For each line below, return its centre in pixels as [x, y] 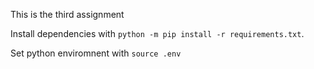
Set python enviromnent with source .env [96, 53]
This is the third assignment [67, 14]
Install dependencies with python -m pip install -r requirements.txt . [157, 33]
